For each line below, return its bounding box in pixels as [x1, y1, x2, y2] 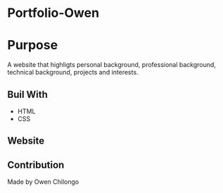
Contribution [7, 158, 65, 170]
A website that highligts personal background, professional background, [7, 61, 217, 69]
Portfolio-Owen [7, 5, 100, 21]
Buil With [7, 88, 48, 100]
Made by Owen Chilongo [7, 178, 79, 186]
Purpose [7, 37, 58, 54]
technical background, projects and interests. [7, 68, 139, 77]
